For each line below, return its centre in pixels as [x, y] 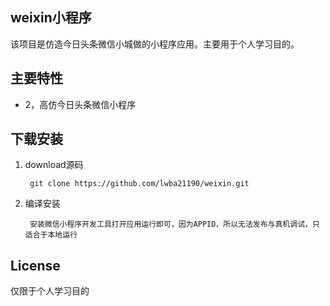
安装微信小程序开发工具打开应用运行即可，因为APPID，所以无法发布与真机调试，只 [174, 224]
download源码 [54, 165]
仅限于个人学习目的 [50, 291]
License [35, 265]
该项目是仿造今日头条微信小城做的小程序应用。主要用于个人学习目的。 [155, 44]
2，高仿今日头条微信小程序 [80, 104]
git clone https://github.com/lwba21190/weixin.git [139, 184]
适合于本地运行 [51, 235]
